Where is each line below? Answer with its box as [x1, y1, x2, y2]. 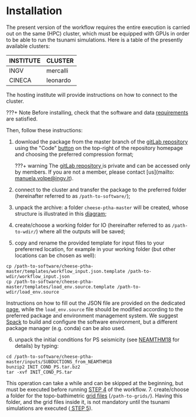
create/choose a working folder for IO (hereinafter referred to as [14, 221, 171, 229]
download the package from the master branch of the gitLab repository [14, 138, 188, 145]
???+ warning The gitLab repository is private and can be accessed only [14, 162, 191, 169]
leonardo [46, 76, 71, 84]
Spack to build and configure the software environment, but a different [6, 318, 178, 325]
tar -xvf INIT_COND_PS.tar [6, 369, 73, 375]
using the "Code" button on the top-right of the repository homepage [14, 144, 183, 151]
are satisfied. [6, 115, 38, 122]
